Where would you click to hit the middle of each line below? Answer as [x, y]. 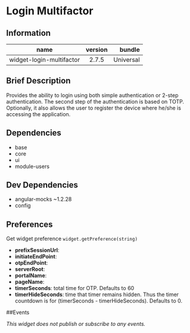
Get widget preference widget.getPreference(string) [72, 239]
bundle [130, 50]
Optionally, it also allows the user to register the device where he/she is [94, 108]
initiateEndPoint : [36, 257]
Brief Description [38, 81]
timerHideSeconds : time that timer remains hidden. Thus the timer [97, 295]
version [97, 50]
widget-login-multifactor [45, 60]
